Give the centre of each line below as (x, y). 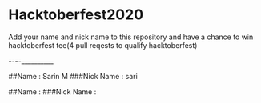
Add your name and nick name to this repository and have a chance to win (131, 37)
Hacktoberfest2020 (76, 15)
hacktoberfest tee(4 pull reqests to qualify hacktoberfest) (103, 45)
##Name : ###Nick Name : (52, 91)
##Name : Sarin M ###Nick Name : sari (73, 76)
